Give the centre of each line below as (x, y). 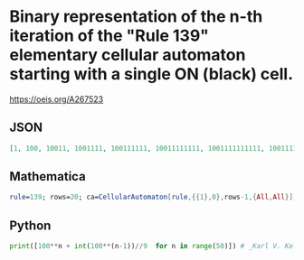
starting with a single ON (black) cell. (152, 74)
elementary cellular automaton (128, 55)
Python (30, 225)
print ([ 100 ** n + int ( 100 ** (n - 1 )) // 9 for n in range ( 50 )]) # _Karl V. (145, 246)
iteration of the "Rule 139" (109, 36)
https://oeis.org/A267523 (57, 99)
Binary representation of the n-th (136, 17)
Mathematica (47, 176)
